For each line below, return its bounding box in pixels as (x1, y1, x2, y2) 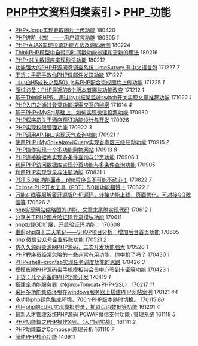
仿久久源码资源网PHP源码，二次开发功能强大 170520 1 (14, 243, 148, 250)
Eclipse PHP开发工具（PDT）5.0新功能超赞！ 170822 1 (14, 183, 149, 190)
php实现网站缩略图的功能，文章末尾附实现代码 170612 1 (14, 206, 151, 213)
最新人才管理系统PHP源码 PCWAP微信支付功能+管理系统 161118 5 (14, 311, 176, 318)
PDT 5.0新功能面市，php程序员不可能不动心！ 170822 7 (14, 176, 153, 183)
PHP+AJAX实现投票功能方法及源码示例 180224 (14, 41, 130, 48)
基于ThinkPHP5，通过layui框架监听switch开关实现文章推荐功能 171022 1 (14, 93, 192, 101)
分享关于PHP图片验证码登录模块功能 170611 (14, 213, 122, 220)
